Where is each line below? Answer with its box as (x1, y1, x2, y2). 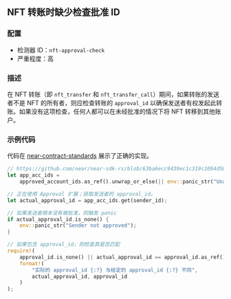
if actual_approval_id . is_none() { (7, 216, 109, 223)
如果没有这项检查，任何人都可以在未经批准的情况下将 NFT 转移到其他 (19, 107, 215, 115)
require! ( (7, 247, 36, 254)
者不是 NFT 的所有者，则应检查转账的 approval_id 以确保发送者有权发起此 (7, 98, 217, 107)
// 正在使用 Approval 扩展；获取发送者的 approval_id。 (7, 190, 156, 197)
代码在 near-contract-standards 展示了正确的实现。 (7, 152, 153, 160)
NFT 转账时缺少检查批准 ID (7, 6, 120, 19)
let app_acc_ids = (7, 172, 60, 179)
